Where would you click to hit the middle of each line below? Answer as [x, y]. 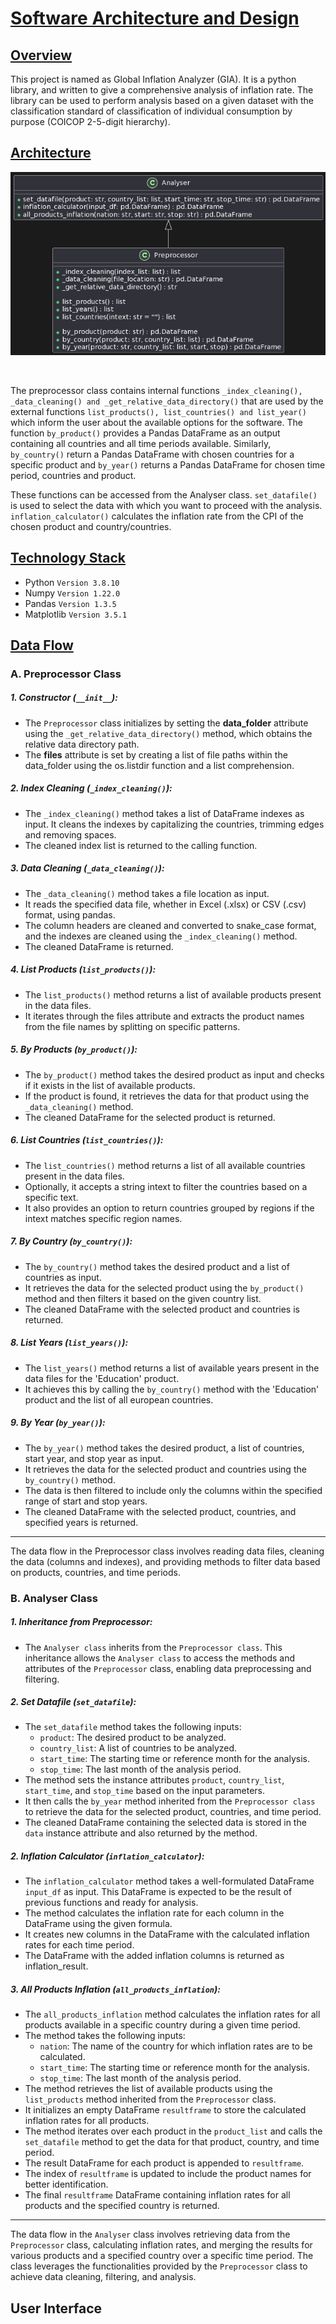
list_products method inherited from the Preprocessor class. [150, 2099]
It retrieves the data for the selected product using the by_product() [164, 1288]
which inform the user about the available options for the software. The [156, 422]
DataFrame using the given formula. [98, 1924]
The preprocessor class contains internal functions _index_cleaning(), [156, 390]
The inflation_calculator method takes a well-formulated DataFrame [169, 1881]
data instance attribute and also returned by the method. [141, 1833]
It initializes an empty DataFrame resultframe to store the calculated [165, 2110]
